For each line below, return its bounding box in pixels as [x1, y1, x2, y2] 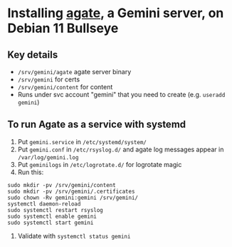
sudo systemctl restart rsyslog [7, 206, 103, 213]
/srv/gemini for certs [17, 75, 80, 84]
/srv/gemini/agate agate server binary [17, 68, 132, 76]
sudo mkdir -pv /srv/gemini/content [7, 181, 116, 188]
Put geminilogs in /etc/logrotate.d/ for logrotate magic [17, 160, 182, 168]
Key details [7, 49, 58, 61]
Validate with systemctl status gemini [17, 231, 131, 240]
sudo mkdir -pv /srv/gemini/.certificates [7, 188, 135, 195]
